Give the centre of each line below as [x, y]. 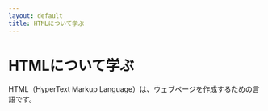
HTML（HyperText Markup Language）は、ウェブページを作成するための [130, 89]
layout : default [36, 16]
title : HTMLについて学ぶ [46, 23]
